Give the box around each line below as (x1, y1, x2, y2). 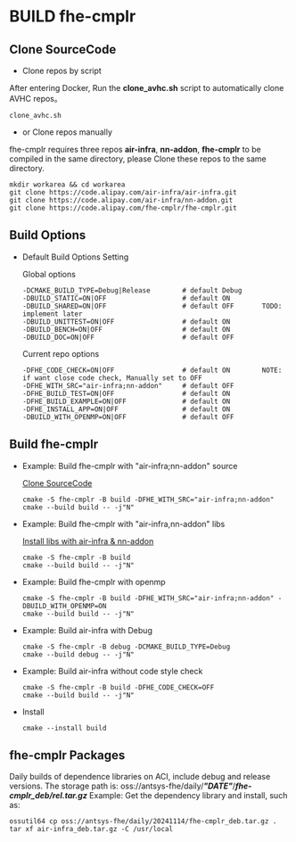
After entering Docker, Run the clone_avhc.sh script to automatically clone (9, 83, 284, 93)
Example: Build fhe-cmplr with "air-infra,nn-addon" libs (21, 518, 226, 529)
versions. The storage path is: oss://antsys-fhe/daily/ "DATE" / (9, 780, 236, 791)
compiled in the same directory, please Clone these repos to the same (9, 153, 267, 164)
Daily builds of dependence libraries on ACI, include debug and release (9, 772, 271, 782)
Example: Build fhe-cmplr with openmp (21, 576, 167, 587)
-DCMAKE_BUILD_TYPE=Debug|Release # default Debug (21, 285, 243, 295)
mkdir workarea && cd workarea (9, 180, 126, 189)
